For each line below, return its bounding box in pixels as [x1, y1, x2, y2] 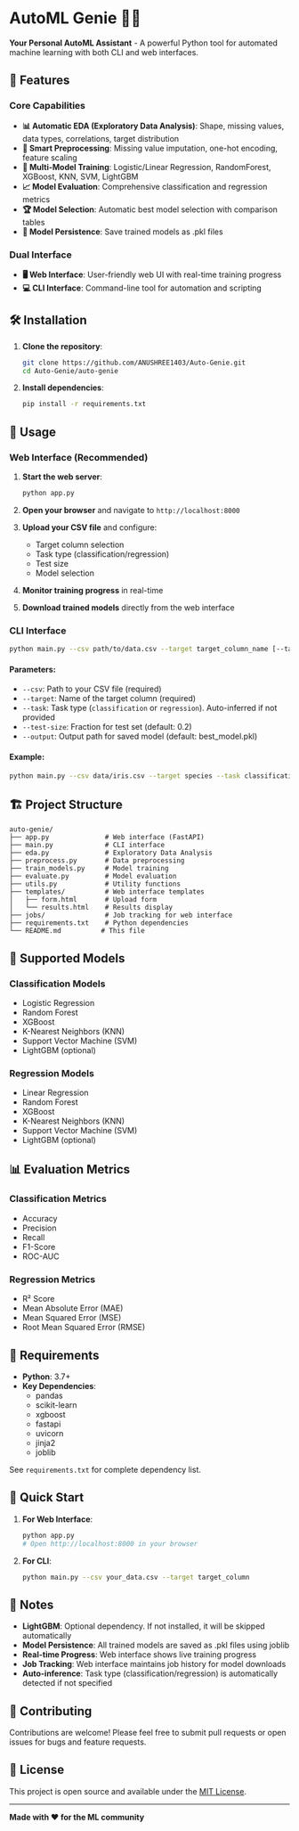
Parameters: [9, 664, 56, 674]
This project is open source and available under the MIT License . [9, 1786, 247, 1796]
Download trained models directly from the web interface [21, 601, 235, 613]
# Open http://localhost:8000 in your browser [21, 1539, 198, 1549]
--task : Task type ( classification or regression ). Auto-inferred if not [21, 703, 278, 714]
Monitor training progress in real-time [21, 584, 164, 595]
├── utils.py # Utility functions [9, 879, 181, 889]
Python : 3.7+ [21, 1371, 71, 1382]
